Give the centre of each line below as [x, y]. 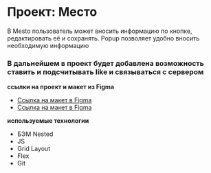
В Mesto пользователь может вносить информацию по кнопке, [100, 31]
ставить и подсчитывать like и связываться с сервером [105, 71]
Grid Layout [33, 149]
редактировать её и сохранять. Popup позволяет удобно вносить [103, 38]
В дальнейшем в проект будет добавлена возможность [105, 63]
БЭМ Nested [35, 134]
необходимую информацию [48, 45]
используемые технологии [48, 121]
